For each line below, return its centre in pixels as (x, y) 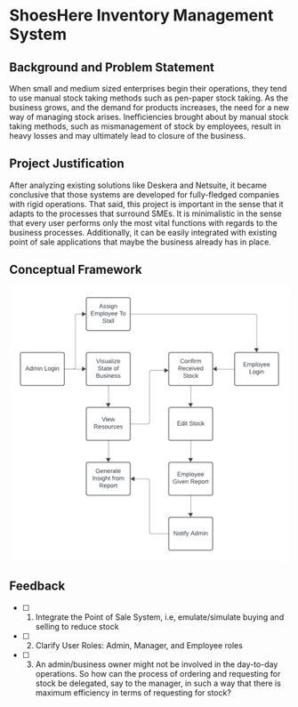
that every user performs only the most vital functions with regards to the (143, 222)
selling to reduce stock (77, 626)
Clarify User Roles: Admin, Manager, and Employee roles (139, 645)
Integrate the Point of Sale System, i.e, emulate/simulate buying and (160, 617)
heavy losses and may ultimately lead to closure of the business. (128, 136)
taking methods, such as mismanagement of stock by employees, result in (145, 126)
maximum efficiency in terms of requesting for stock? (133, 692)
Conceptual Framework (76, 270)
